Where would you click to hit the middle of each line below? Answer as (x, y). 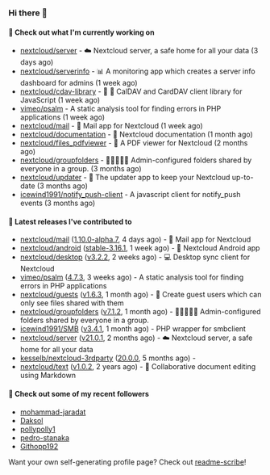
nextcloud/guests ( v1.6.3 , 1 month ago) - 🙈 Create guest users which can (141, 295)
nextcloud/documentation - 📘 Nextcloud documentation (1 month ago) (137, 135)
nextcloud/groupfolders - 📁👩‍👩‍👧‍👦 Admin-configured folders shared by (136, 160)
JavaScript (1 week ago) (60, 100)
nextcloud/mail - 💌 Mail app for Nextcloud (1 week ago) (111, 126)
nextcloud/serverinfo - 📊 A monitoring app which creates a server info (137, 71)
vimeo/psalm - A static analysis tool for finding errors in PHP (120, 109)
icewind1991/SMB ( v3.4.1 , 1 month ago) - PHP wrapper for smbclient (133, 329)
